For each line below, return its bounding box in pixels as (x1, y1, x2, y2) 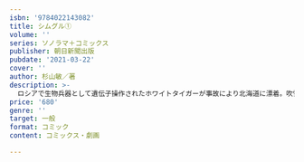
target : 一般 (9, 114, 56, 123)
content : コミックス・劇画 (9, 131, 100, 140)
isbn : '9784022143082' (9, 13, 95, 23)
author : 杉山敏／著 (9, 72, 76, 81)
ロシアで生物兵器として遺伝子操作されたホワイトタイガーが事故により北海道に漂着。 (17, 89, 287, 98)
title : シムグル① (9, 22, 72, 31)
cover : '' (9, 64, 47, 73)
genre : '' (9, 106, 47, 115)
